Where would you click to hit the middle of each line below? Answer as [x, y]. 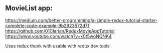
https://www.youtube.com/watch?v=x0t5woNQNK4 [58, 36]
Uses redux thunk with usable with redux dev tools [57, 46]
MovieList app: [29, 8]
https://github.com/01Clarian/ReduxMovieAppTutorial [60, 31]
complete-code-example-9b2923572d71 [47, 25]
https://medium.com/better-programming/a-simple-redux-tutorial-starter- [81, 20]
